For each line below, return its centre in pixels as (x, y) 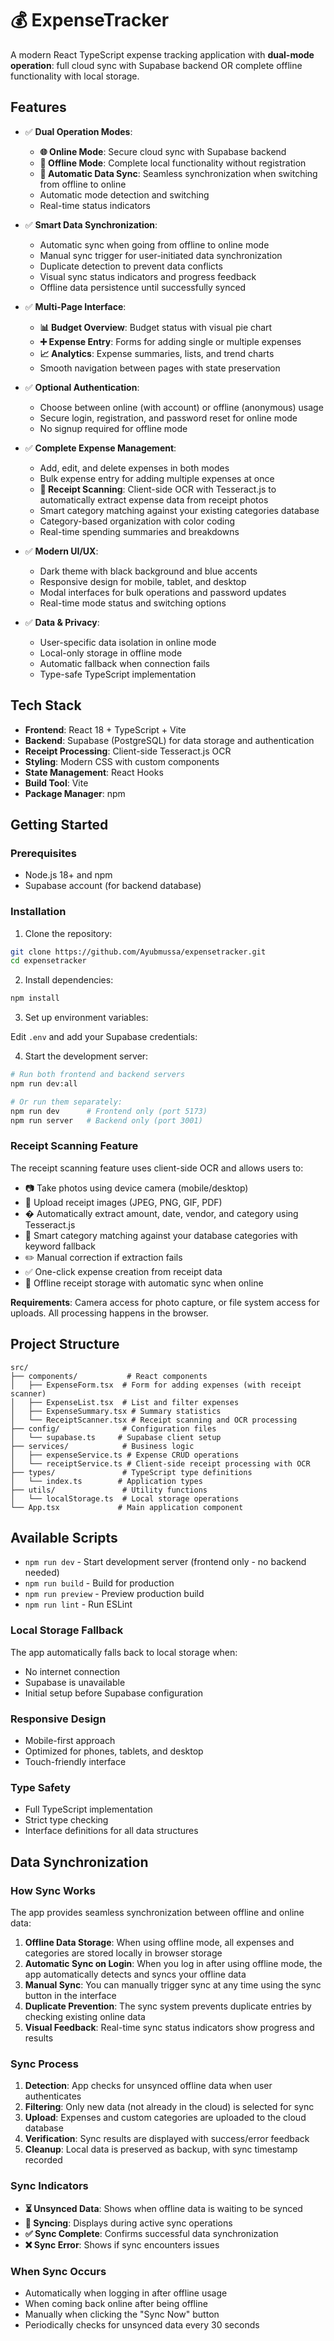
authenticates (53, 2096)
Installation (38, 912)
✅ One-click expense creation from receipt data (123, 1271)
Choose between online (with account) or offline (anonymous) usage (181, 407)
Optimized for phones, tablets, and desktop (114, 1751)
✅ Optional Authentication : (82, 387)
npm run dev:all (44, 1084)
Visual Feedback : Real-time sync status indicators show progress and (169, 2028)
